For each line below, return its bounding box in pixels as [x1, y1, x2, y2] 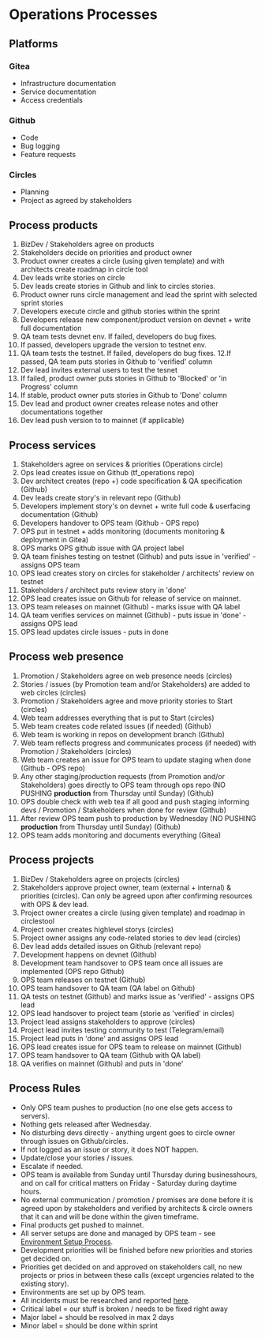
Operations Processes [9, 6, 158, 24]
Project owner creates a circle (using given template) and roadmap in [20, 908, 245, 917]
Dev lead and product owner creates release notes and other [20, 399, 219, 408]
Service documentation [20, 87, 97, 96]
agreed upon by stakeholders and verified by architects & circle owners [20, 1203, 253, 1212]
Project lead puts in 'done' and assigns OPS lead [20, 1033, 179, 1043]
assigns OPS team [20, 560, 80, 570]
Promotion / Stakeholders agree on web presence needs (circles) [20, 671, 233, 680]
